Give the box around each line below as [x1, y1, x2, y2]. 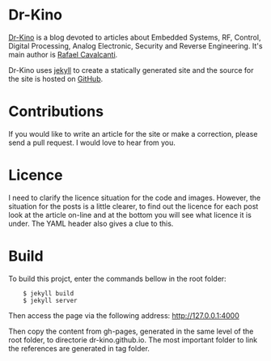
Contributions [8, 103, 104, 121]
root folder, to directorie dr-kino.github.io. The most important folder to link [8, 334, 258, 345]
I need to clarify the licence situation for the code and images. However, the [8, 193, 261, 202]
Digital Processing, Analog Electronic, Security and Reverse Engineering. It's [8, 40, 263, 50]
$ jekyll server [23, 296, 78, 304]
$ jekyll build [23, 289, 74, 297]
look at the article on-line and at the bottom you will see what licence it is [8, 210, 252, 219]
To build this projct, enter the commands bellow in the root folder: [8, 274, 227, 283]
